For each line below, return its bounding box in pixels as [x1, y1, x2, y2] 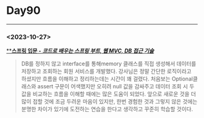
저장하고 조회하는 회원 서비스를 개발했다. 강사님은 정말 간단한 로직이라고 [21, 68, 192, 75]
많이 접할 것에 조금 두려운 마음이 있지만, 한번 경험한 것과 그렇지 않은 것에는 [21, 98, 198, 105]
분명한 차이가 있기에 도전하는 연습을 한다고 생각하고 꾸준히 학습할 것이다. [21, 105, 193, 113]
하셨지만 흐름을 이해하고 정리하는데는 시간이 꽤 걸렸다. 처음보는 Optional [21, 75, 193, 82]
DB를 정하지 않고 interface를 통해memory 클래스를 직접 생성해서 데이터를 [21, 60, 196, 67]
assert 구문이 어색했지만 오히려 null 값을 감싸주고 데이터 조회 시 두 [37, 83, 195, 90]
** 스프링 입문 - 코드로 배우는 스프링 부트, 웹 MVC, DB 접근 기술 [6, 47, 154, 54]
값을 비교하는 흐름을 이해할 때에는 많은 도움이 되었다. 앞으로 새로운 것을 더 [21, 90, 196, 97]
